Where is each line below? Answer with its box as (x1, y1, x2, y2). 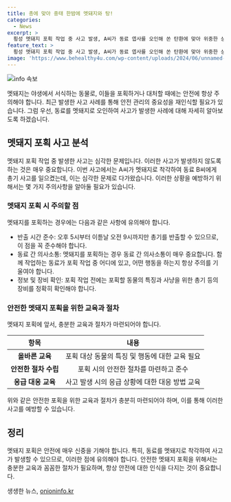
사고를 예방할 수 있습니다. (7, 405, 76, 413)
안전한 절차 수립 (10, 364, 59, 374)
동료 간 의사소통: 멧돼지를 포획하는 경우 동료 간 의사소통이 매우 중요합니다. (16, 250, 215, 258)
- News (13, 23, 32, 30)
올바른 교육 (17, 351, 52, 361)
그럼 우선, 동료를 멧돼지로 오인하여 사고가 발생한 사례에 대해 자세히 (27, 106, 205, 114)
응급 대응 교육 (13, 378, 56, 387)
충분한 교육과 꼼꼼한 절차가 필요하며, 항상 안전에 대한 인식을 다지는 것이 (7, 463, 198, 472)
